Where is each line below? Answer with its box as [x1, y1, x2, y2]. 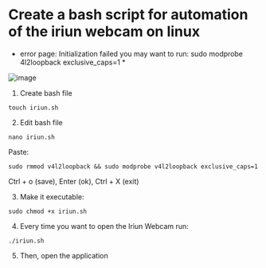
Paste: [8, 147, 29, 156]
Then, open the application [19, 250, 109, 260]
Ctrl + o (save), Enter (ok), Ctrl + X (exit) [8, 176, 139, 186]
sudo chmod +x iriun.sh [8, 207, 88, 215]
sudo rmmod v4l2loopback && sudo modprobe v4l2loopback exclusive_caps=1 [8, 162, 259, 171]
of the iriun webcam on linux [8, 22, 201, 41]
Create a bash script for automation [8, 6, 248, 24]
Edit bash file [19, 117, 63, 127]
